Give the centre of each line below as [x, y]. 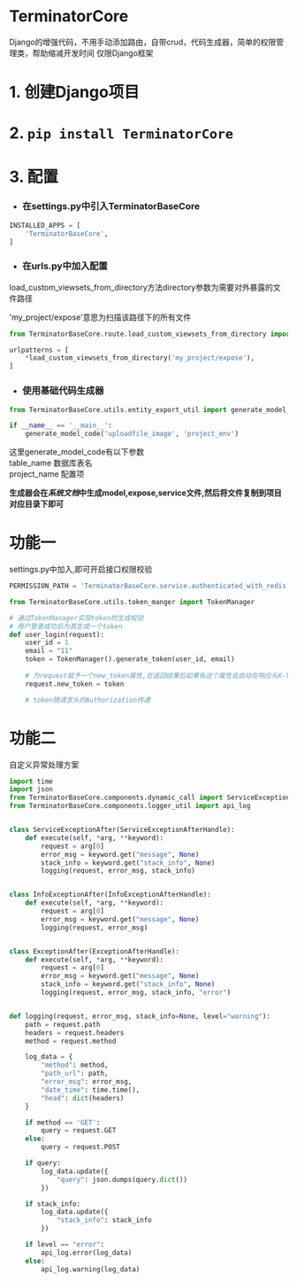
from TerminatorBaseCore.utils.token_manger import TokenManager [132, 602]
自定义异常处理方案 [44, 765]
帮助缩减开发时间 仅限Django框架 [93, 53]
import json [31, 789]
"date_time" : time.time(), [91, 1090]
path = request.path [63, 1024]
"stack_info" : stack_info [104, 1220]
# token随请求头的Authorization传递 [88, 700]
